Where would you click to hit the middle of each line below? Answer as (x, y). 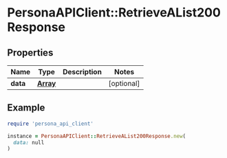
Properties (30, 53)
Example (26, 108)
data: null (29, 142)
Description (82, 72)
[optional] (124, 83)
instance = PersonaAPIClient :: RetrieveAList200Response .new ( (97, 136)
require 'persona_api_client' (51, 124)
